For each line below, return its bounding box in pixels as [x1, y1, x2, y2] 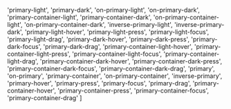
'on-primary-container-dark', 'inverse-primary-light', [24, 21, 173, 28]
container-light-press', [7, 50, 71, 58]
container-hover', [7, 86, 57, 95]
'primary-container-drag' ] [7, 94, 82, 102]
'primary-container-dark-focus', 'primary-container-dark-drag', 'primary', [7, 65, 216, 72]
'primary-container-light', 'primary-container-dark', [7, 13, 152, 21]
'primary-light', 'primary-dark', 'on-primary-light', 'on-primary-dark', [7, 6, 201, 14]
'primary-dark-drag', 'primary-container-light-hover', [43, 43, 193, 50]
